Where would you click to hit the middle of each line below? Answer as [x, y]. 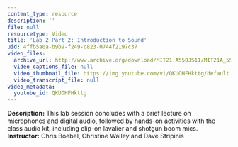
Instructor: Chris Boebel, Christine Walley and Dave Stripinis [96, 136]
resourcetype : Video [38, 34]
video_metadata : [31, 87]
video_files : [27, 54]
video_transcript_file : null [57, 80]
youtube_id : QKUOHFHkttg [50, 93]
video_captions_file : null [53, 67]
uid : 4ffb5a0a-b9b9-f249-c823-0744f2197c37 [73, 47]
